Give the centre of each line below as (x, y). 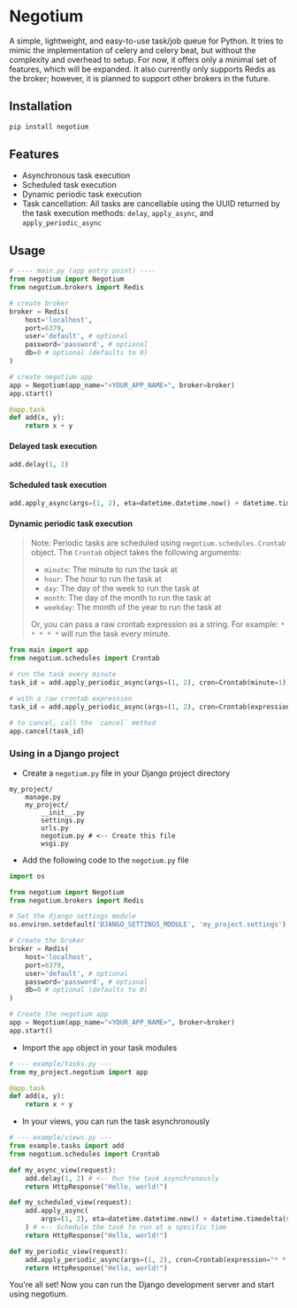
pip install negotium (49, 127)
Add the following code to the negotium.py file (105, 860)
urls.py (55, 828)
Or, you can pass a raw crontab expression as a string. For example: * (158, 624)
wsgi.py (55, 843)
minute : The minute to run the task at (111, 569)
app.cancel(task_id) (47, 731)
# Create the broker (47, 940)
